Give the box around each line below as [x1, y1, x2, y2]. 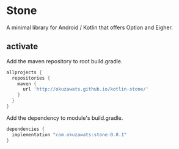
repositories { [12, 75, 51, 81]
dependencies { [6, 126, 45, 132]
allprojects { [6, 69, 43, 75]
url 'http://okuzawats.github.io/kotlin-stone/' [22, 86, 149, 92]
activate [6, 41, 38, 52]
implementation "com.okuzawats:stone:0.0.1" [12, 131, 127, 137]
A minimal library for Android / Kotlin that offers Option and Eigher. [6, 24, 173, 31]
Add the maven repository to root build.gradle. [6, 57, 123, 64]
